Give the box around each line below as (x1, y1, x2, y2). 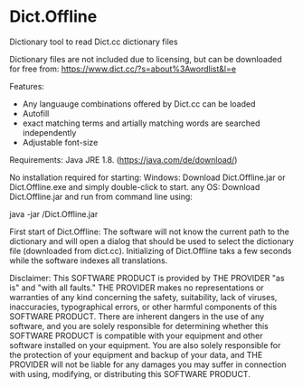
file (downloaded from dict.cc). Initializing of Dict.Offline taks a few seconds (9, 245, 292, 256)
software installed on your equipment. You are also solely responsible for (9, 339, 281, 350)
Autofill (22, 108, 50, 118)
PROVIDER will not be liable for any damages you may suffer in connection (9, 359, 287, 370)
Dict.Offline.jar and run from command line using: (9, 191, 193, 202)
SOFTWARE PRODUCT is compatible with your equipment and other (9, 330, 264, 341)
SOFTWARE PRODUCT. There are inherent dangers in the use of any (9, 310, 265, 322)
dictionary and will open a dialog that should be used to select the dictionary (9, 235, 294, 246)
